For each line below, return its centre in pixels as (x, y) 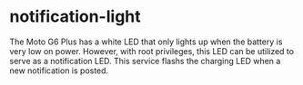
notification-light (75, 17)
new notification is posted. (59, 71)
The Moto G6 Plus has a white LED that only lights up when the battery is (146, 42)
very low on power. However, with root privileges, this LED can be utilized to (151, 51)
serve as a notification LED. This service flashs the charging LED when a (145, 61)
